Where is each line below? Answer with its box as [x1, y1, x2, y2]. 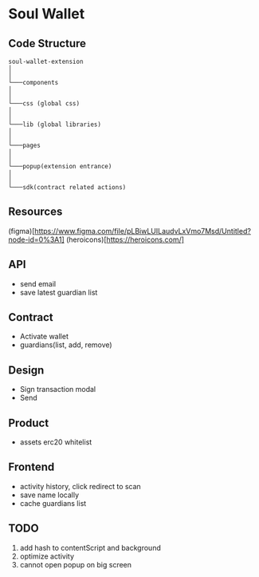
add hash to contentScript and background [19, 543, 161, 552]
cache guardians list [19, 498, 87, 508]
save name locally [19, 490, 80, 500]
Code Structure [8, 37, 86, 50]
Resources [8, 205, 63, 219]
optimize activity [19, 551, 74, 561]
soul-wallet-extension [8, 57, 84, 65]
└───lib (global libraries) [8, 121, 102, 128]
